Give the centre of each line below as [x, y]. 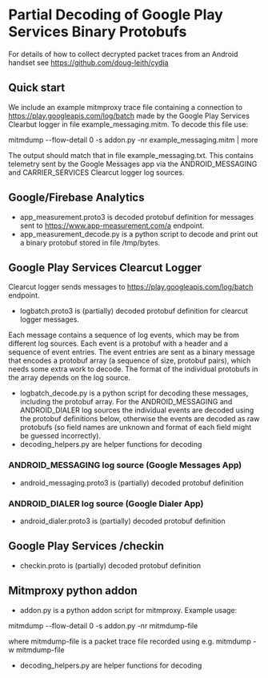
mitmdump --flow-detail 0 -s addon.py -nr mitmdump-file [103, 625]
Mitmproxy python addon [73, 591]
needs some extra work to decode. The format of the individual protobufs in [133, 369]
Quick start [37, 88]
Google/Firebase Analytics [76, 198]
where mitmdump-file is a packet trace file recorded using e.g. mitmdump [130, 641]
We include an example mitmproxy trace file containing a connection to [125, 107]
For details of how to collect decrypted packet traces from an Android [123, 54]
